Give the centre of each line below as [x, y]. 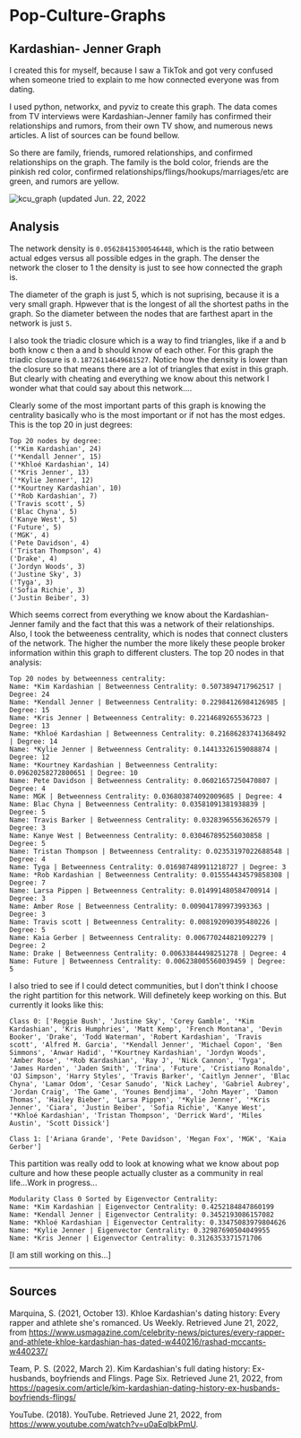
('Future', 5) [36, 527]
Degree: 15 [30, 710]
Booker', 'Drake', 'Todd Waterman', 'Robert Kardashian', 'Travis [136, 1037]
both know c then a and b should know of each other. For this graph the [142, 350]
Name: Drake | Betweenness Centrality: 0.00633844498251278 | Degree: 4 [148, 953]
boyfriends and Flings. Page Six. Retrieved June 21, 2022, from [166, 1378]
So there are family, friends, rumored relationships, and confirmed [131, 153]
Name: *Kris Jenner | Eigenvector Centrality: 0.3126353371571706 [136, 1238]
